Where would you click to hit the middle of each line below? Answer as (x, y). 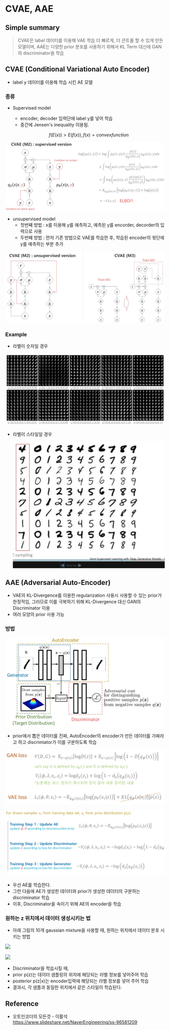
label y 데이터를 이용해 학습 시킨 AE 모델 (53, 82)
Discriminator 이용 (31, 608)
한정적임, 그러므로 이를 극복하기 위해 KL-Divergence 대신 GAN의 (77, 602)
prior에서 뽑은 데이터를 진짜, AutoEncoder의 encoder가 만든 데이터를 (81, 736)
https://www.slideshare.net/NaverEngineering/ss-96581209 (75, 1022)
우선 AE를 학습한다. (32, 885)
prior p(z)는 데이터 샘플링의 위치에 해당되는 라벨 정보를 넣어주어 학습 (80, 975)
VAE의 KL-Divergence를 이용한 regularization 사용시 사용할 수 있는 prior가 (87, 595)
